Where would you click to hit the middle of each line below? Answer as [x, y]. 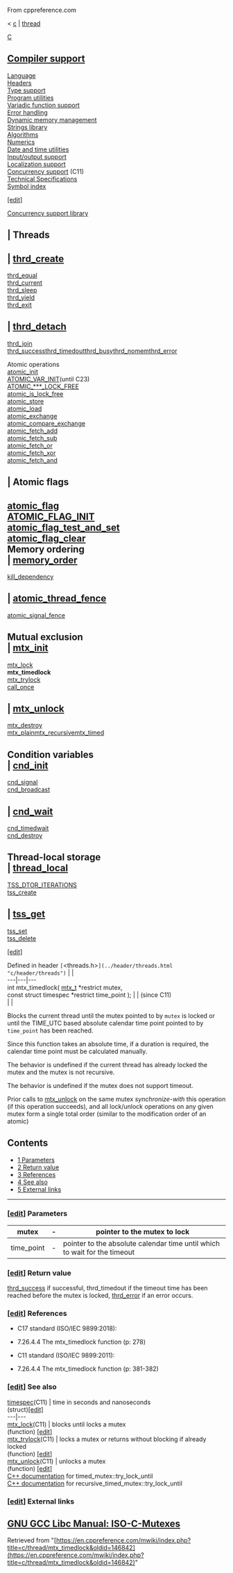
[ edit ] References [37, 1314]
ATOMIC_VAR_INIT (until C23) [49, 379]
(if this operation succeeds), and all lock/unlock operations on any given [110, 1106]
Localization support [36, 164]
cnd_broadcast [29, 790]
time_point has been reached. [50, 1030]
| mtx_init [28, 648]
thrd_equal [23, 275]
